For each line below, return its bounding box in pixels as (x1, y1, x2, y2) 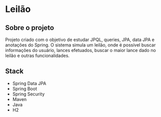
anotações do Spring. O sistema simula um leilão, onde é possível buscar (5, 42, 156, 48)
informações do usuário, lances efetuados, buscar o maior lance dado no (5, 47, 156, 53)
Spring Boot (12, 85, 37, 91)
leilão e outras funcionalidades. (5, 52, 70, 58)
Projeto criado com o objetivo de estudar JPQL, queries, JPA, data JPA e (5, 36, 155, 42)
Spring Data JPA (12, 80, 46, 86)
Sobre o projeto (5, 23, 54, 32)
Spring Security (12, 91, 45, 97)
